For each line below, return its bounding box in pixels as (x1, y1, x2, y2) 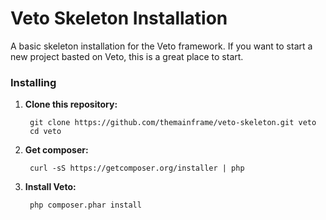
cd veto (29, 127, 62, 137)
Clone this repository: (24, 98, 118, 111)
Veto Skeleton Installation (10, 7, 228, 30)
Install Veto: (24, 181, 77, 193)
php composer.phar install (29, 200, 142, 211)
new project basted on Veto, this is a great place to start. (10, 50, 244, 62)
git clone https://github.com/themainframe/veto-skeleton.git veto (29, 118, 317, 128)
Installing (10, 75, 57, 89)
